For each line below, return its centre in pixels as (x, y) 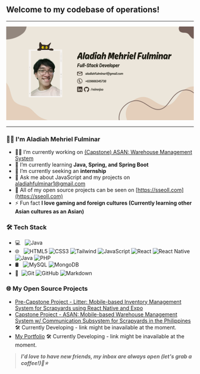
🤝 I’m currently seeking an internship (60, 171)
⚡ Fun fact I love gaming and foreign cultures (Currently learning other (103, 203)
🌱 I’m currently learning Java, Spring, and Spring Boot (82, 165)
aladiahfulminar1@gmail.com (50, 184)
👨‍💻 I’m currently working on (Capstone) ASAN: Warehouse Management (103, 152)
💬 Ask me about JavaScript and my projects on (72, 177)
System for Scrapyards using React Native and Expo (79, 308)
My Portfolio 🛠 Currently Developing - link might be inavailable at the (99, 336)
